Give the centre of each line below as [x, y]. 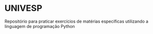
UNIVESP [23, 8]
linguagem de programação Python [40, 26]
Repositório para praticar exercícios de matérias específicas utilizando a [76, 21]
